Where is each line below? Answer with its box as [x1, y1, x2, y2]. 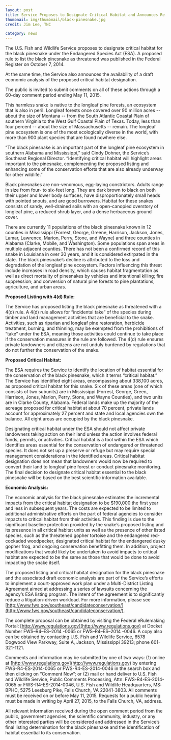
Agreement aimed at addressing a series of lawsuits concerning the [5, 586, 148, 592]
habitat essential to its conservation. [5, 730, 81, 736]
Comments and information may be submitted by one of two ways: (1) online [5, 655, 165, 661]
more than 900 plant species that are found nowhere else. [5, 134, 127, 141]
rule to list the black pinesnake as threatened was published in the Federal [5, 56, 161, 62]
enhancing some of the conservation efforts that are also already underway [5, 166, 164, 172]
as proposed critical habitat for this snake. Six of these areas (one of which [5, 383, 163, 389]
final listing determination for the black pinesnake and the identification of [5, 724, 160, 730]
